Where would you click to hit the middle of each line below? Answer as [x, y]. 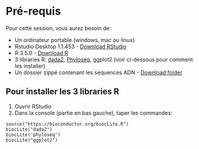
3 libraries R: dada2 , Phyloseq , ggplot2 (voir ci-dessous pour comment [104, 59]
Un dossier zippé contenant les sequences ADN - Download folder [98, 72]
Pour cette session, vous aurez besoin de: [58, 28]
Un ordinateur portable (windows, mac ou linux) [74, 40]
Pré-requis [34, 11]
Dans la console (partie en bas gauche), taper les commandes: [93, 113]
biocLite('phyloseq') [33, 135]
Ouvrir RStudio [33, 106]
